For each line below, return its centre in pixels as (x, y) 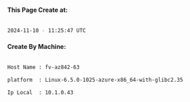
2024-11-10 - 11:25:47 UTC (47, 31)
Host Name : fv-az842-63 (43, 67)
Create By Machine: (37, 46)
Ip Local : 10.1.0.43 (40, 93)
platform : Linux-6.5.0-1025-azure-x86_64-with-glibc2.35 (95, 80)
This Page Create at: (38, 10)
